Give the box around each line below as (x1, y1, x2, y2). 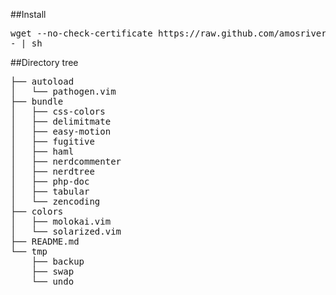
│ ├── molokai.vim (10, 216, 112, 227)
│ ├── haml (10, 146, 75, 157)
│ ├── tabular (10, 186, 90, 197)
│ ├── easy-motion (10, 126, 112, 137)
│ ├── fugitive (10, 136, 95, 147)
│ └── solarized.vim (10, 226, 122, 237)
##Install (10, 9, 47, 20)
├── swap (31, 266, 75, 277)
